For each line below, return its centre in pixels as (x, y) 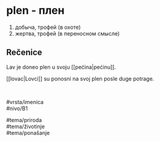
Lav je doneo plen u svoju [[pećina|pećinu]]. (61, 67)
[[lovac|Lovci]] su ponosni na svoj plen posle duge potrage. (80, 78)
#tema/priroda (24, 120)
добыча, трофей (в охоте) (48, 27)
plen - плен (35, 11)
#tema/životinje (26, 126)
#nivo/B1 (17, 108)
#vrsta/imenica (25, 102)
